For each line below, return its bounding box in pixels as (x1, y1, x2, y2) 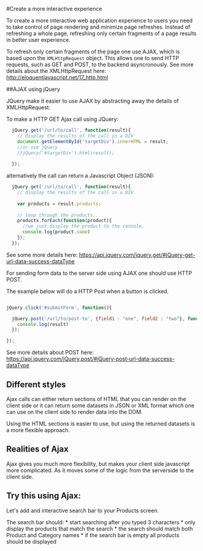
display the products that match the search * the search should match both (6, 525, 193, 532)
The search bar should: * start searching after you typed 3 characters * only (6, 518, 196, 526)
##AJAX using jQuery (6, 86, 60, 93)
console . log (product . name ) (22, 229, 91, 235)
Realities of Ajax (6, 444, 69, 455)
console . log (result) (17, 321, 69, 327)
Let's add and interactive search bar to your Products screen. (6, 507, 159, 514)
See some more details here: (6, 251, 78, 259)
